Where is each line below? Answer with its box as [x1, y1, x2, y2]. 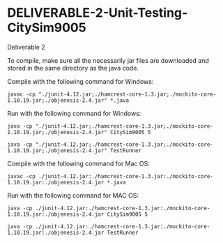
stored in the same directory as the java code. [7, 64, 139, 72]
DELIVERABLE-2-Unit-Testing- [7, 5, 188, 21]
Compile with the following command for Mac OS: [7, 159, 150, 168]
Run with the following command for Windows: [7, 109, 141, 117]
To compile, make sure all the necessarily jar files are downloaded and [7, 56, 209, 64]
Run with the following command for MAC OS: [7, 191, 139, 200]
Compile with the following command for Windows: [7, 77, 154, 85]
